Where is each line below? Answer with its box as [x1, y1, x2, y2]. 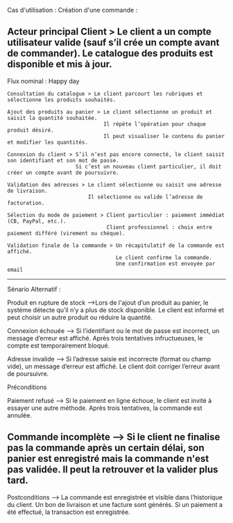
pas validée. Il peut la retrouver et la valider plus [7, 464, 218, 476]
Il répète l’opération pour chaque [103, 121, 207, 128]
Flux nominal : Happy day [7, 76, 80, 85]
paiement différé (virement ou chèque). [7, 230, 126, 237]
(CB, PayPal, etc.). [7, 218, 67, 225]
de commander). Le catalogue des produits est [7, 48, 214, 60]
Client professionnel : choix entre [106, 223, 213, 231]
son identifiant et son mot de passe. [7, 157, 119, 164]
